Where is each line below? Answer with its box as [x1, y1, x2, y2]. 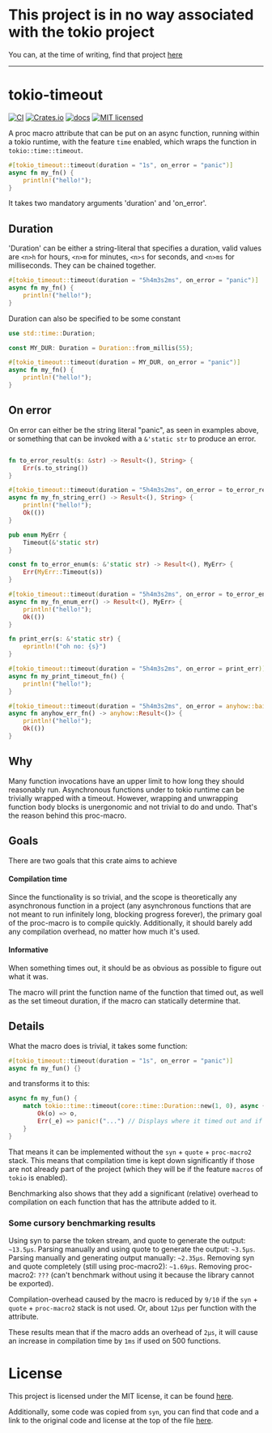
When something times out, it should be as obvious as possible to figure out [8, 963, 261, 973]
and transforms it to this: [8, 1079, 91, 1089]
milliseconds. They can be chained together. [8, 261, 156, 271]
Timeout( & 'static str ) [23, 538, 100, 546]
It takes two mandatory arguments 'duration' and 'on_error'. [8, 199, 207, 208]
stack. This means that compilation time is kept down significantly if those [8, 1155, 255, 1165]
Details [8, 1020, 45, 1033]
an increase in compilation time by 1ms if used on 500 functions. [8, 1336, 221, 1346]
